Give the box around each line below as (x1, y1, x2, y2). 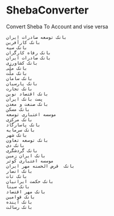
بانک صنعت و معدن (6, 101, 49, 107)
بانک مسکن (6, 107, 31, 112)
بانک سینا (6, 184, 31, 190)
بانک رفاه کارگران (6, 49, 51, 56)
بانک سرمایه (6, 127, 35, 133)
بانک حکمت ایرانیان (6, 178, 54, 184)
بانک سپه (6, 45, 28, 51)
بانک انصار (6, 168, 33, 174)
